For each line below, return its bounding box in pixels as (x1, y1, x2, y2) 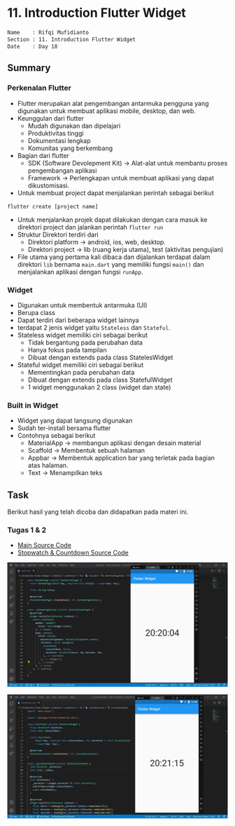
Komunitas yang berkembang (27, 144, 113, 152)
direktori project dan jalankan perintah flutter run (17, 222, 164, 231)
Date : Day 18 (7, 43, 58, 50)
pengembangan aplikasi (27, 166, 97, 175)
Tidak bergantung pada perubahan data (27, 338, 143, 347)
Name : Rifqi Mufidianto (7, 29, 90, 36)
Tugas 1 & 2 (7, 525, 47, 535)
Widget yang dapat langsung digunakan (17, 416, 133, 425)
